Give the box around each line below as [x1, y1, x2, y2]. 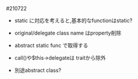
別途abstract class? [14, 67, 62, 74]
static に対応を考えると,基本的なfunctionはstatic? [14, 17, 133, 24]
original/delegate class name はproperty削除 [14, 29, 122, 36]
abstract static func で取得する [14, 42, 89, 49]
